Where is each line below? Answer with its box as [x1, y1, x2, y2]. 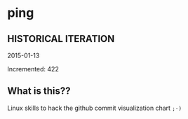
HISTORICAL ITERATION [7, 33, 115, 45]
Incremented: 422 [7, 65, 60, 73]
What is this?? [7, 85, 71, 97]
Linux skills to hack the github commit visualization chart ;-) [7, 104, 182, 112]
